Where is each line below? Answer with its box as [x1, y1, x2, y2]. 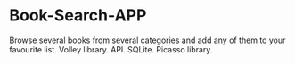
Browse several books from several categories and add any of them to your [9, 35, 286, 45]
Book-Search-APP [9, 5, 147, 26]
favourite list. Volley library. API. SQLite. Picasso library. [9, 44, 213, 54]
